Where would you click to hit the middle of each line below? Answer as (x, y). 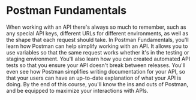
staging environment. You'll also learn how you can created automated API (98, 59)
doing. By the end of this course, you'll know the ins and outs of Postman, (97, 84)
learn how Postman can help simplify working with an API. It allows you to (97, 46)
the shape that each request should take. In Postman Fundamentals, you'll (97, 40)
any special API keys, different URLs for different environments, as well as (97, 33)
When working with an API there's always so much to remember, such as (96, 27)
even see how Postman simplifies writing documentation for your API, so (96, 71)
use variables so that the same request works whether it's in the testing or (98, 52)
